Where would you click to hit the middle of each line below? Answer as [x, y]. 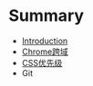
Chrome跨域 [45, 52]
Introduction [45, 41]
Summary [46, 16]
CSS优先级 [42, 62]
